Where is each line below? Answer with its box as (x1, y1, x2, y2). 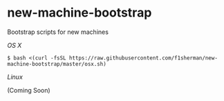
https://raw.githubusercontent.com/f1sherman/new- (68, 54, 218, 62)
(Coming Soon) (7, 86, 50, 94)
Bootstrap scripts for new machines (7, 28, 109, 36)
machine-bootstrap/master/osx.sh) (7, 60, 107, 67)
